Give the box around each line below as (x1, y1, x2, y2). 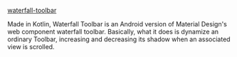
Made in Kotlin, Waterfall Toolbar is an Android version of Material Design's (7, 20, 228, 28)
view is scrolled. (7, 43, 55, 51)
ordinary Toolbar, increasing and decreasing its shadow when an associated (7, 35, 231, 43)
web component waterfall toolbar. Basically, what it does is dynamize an (7, 28, 219, 36)
